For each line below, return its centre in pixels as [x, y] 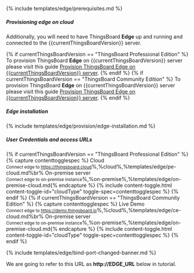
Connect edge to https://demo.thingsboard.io [52, 210]
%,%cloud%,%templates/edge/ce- [139, 210]
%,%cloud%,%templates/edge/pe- [134, 166]
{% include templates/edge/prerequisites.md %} [64, 8]
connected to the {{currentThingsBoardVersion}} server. [74, 43]
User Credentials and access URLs [49, 139]
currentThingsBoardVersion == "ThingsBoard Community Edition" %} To [93, 79]
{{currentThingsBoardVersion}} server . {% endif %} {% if [75, 73]
